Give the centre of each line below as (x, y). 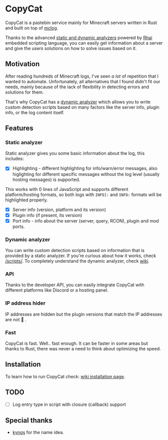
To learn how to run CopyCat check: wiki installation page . (65, 376)
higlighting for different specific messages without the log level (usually (86, 174)
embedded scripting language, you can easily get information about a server (84, 43)
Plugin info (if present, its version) (47, 215)
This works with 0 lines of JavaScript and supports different (67, 189)
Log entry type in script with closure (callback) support (69, 404)
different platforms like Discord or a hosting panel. (57, 290)
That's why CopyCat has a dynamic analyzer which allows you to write (78, 102)
